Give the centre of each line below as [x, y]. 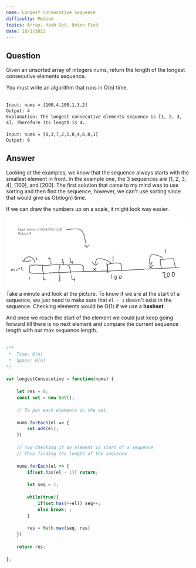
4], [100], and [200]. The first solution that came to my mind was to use [92, 185]
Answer [21, 158]
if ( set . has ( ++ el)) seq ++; [69, 503]
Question [23, 56]
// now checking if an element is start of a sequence [85, 448]
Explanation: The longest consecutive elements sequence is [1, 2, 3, [94, 117]
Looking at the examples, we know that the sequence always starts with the [98, 172]
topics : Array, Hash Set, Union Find [52, 25]
